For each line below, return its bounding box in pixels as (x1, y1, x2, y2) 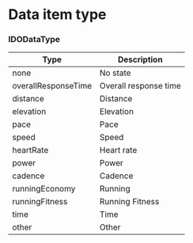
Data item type (8, 6, 107, 24)
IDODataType (8, 34, 61, 45)
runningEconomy (12, 184, 76, 195)
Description (117, 54, 164, 65)
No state (99, 67, 131, 78)
